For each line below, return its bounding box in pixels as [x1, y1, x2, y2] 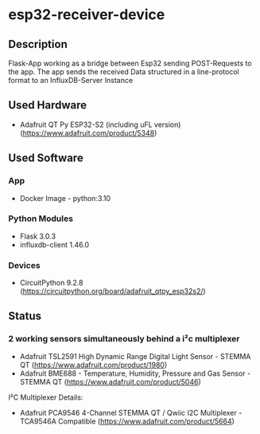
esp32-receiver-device [8, 6, 165, 24]
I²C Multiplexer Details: [8, 393, 83, 402]
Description [8, 37, 68, 51]
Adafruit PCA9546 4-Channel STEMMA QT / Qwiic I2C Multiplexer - [19, 408, 243, 417]
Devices [8, 259, 41, 270]
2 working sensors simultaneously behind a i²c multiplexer [8, 333, 240, 345]
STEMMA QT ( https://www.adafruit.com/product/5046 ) [19, 377, 201, 386]
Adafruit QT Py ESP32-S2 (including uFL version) [19, 120, 181, 129]
